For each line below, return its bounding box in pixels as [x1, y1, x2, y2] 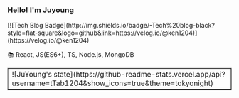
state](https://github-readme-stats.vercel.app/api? [53, 70, 225, 80]
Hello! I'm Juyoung [7, 5, 75, 15]
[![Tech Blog [7, 21, 44, 30]
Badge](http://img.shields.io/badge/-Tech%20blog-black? [45, 21, 216, 30]
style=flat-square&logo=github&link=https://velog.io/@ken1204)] [7, 28, 198, 37]
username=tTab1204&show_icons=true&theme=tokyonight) [11, 78, 214, 88]
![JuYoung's [11, 70, 52, 80]
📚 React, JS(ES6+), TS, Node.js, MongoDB [7, 50, 134, 59]
